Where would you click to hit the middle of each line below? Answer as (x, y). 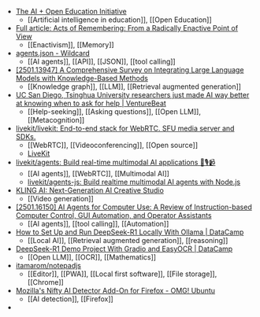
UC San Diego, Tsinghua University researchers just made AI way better (132, 95)
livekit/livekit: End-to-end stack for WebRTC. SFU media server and (125, 128)
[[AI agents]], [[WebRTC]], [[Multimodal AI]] (98, 173)
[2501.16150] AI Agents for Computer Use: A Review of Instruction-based (134, 207)
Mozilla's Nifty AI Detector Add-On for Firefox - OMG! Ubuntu (115, 291)
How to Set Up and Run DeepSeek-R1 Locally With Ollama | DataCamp (130, 232)
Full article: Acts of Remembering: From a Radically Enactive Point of (127, 28)
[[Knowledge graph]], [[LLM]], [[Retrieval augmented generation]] (134, 87)
